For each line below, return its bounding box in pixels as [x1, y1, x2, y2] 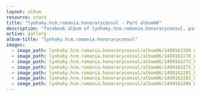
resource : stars [6, 14, 47, 20]
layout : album [6, 8, 42, 15]
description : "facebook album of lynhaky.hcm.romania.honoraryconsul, [6, 25, 186, 32]
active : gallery [6, 31, 47, 37]
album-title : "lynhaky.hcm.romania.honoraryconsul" [6, 36, 138, 42]
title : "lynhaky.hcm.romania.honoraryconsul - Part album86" [6, 20, 162, 26]
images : [6, 42, 26, 48]
